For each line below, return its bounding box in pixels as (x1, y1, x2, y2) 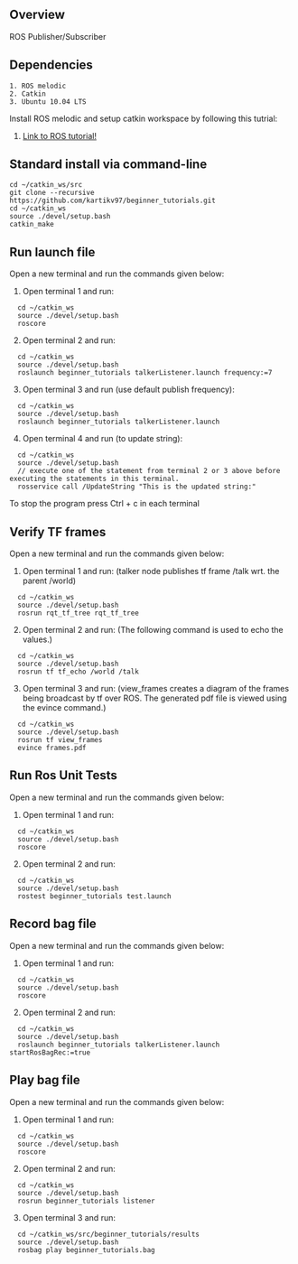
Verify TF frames (9, 524, 107, 540)
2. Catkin (9, 89, 47, 98)
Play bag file (9, 1073, 81, 1088)
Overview (9, 7, 66, 23)
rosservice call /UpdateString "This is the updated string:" (17, 482, 256, 491)
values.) (22, 634, 52, 645)
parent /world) (22, 575, 77, 586)
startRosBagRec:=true (9, 1047, 91, 1057)
